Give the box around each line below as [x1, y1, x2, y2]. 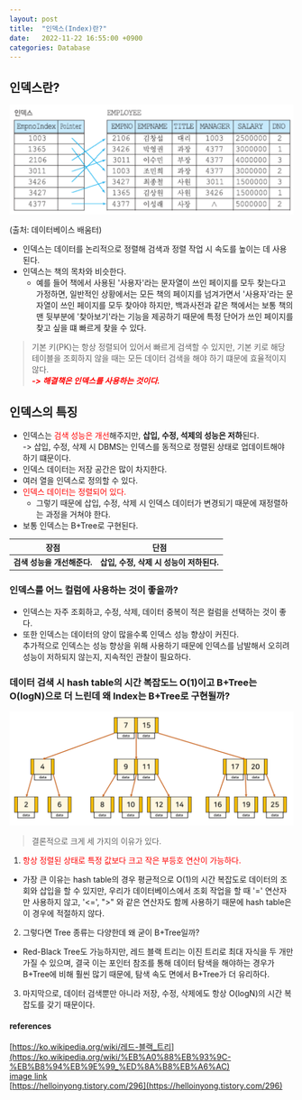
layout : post [9, 14, 59, 23]
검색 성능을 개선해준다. [13, 557, 93, 568]
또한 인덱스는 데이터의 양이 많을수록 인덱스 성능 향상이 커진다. [22, 628, 240, 639]
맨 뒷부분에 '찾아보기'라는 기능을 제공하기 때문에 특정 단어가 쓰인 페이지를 [35, 311, 294, 322]
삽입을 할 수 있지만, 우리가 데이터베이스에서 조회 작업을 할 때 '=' [39, 885, 263, 896]
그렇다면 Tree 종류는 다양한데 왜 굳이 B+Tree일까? [22, 927, 200, 938]
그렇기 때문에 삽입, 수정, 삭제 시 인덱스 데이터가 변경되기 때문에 [35, 498, 257, 509]
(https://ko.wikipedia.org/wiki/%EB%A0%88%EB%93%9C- [9, 1051, 232, 1063]
